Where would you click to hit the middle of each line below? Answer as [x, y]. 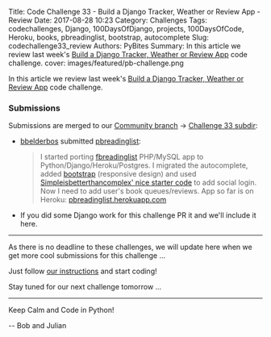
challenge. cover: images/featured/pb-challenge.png [96, 63]
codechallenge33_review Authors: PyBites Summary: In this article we [125, 46]
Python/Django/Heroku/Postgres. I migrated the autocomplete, [144, 165]
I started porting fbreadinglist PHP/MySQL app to [122, 157]
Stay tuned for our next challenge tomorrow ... [85, 287]
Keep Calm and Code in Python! [61, 310]
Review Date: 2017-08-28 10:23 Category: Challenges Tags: [108, 20]
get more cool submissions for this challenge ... [87, 256]
